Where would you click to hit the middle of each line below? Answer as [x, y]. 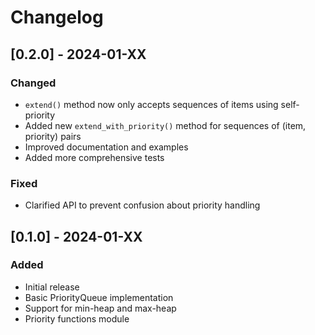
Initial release [52, 287]
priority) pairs [53, 136]
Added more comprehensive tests [94, 157]
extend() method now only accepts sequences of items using [151, 104]
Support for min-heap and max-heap [100, 308]
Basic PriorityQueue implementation [99, 297]
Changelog [57, 17]
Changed [33, 83]
